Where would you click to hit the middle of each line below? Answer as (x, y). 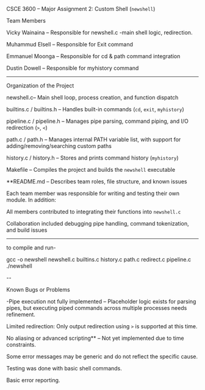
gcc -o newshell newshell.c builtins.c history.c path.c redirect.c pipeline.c (99, 259)
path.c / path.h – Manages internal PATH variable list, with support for (94, 139)
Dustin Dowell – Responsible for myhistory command (73, 68)
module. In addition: (31, 200)
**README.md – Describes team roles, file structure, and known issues (97, 182)
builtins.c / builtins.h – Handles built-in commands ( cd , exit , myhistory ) (95, 109)
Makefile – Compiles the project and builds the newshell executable (91, 170)
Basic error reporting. (33, 380)
